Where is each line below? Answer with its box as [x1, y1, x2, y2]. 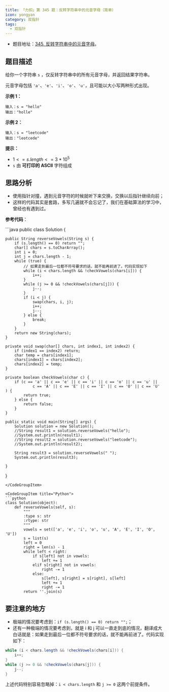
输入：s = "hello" [5, 104, 42, 109]
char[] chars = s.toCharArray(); [14, 245, 85, 250]
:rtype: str [23, 518, 49, 523]
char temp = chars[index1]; [14, 353, 74, 358]
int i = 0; [14, 250, 38, 255]
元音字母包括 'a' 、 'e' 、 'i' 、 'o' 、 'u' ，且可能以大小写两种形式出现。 [5, 82, 152, 88]
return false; [23, 402, 53, 407]
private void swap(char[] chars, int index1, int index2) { [5, 344, 136, 349]
